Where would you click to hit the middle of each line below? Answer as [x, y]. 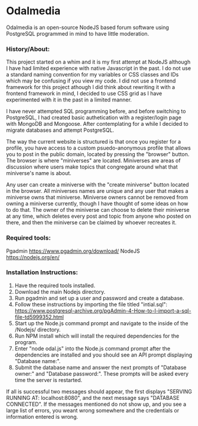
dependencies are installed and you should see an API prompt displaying [103, 355]
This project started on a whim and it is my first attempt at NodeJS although [98, 62]
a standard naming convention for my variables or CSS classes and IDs [92, 75]
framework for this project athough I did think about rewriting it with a [91, 87]
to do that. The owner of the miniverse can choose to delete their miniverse [98, 210]
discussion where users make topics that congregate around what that [92, 167]
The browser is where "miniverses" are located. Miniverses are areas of [93, 161]
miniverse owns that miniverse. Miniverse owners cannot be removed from [97, 198]
